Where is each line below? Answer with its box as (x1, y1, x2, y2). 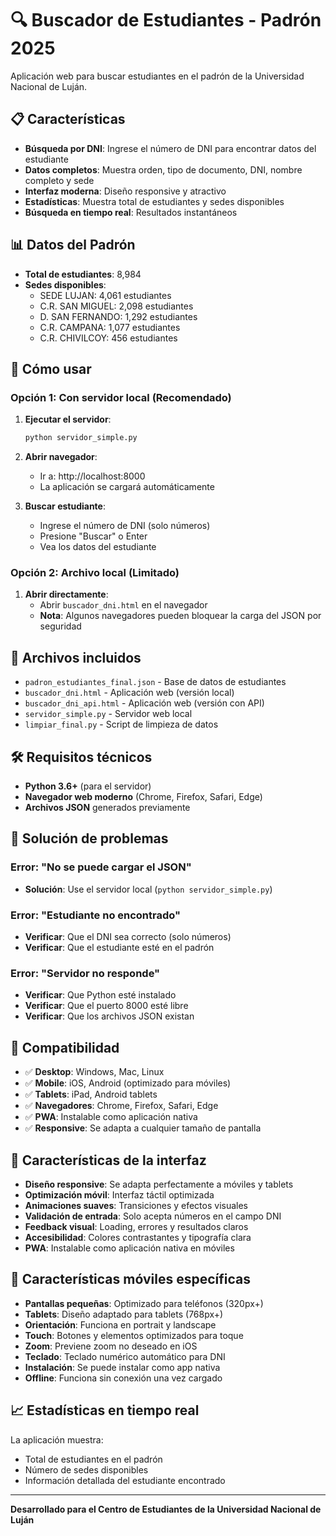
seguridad (39, 620, 82, 632)
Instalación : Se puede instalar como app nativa (24, 1361, 221, 1373)
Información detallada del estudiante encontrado (24, 1474, 226, 1486)
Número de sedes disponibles (24, 1463, 149, 1476)
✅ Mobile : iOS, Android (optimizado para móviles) (24, 1077, 232, 1089)
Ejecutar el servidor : (24, 413, 112, 426)
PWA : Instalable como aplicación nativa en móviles (24, 1242, 235, 1254)
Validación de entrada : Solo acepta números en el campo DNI (24, 1210, 282, 1222)
